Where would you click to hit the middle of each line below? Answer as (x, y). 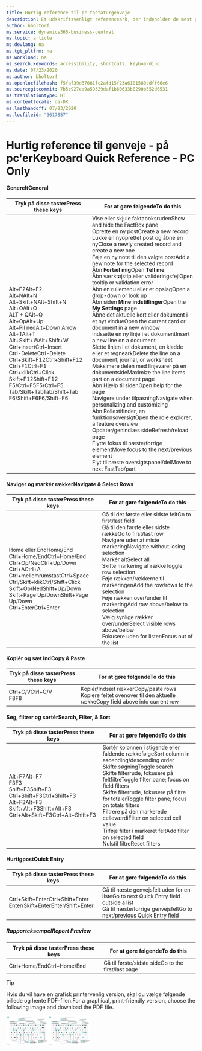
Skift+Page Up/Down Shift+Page (48, 594)
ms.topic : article (29, 38)
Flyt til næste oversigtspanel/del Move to (142, 462)
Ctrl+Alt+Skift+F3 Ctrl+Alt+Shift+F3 (52, 815)
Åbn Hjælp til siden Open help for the (137, 385)
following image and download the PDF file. (60, 1007)
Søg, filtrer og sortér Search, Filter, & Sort (58, 717)
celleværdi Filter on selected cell (142, 818)
